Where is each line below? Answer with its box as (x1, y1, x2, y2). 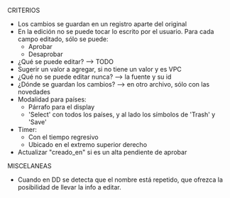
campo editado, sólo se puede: (17, 35, 109, 43)
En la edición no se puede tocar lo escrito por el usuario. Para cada (17, 28, 214, 35)
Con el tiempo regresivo (28, 133, 99, 141)
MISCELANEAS (7, 162, 52, 170)
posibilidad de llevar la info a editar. (17, 183, 122, 191)
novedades (17, 88, 51, 96)
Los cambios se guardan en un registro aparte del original (17, 20, 187, 28)
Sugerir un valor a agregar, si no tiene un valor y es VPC (17, 65, 182, 73)
